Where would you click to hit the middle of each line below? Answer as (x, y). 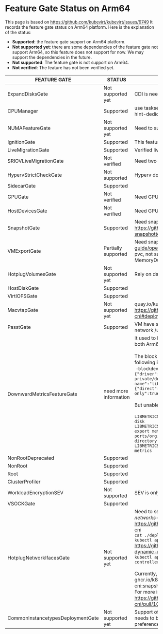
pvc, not (144, 254)
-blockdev (147, 369)
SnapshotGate (24, 228)
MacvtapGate (23, 310)
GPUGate (18, 197)
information (117, 397)
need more (116, 391)
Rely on (143, 274)
